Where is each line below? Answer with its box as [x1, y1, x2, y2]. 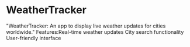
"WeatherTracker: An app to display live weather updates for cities [6, 22, 166, 29]
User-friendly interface [6, 34, 61, 41]
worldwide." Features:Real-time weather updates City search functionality [6, 28, 184, 35]
